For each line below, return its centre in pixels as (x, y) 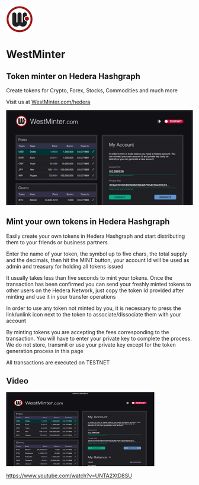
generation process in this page (45, 351)
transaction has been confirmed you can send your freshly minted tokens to (99, 284)
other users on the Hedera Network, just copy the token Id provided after (95, 290)
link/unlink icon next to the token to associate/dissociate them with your (94, 314)
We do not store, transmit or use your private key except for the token (91, 345)
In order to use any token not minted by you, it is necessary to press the (94, 308)
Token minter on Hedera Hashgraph (73, 76)
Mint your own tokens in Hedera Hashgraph (88, 222)
